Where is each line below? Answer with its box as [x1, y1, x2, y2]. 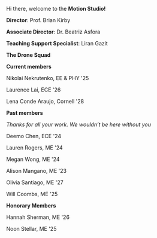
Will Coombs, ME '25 [6, 191, 58, 197]
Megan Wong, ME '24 [6, 155, 60, 163]
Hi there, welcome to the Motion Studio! [6, 5, 106, 12]
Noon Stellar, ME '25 [6, 225, 57, 232]
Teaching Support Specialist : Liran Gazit [6, 40, 108, 47]
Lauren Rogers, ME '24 [6, 144, 63, 151]
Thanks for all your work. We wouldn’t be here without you [6, 121, 152, 128]
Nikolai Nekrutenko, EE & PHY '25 [6, 75, 89, 81]
